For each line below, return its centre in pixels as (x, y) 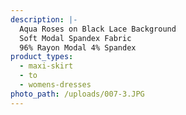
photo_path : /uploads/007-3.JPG (77, 94)
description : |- (44, 19)
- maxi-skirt (46, 66)
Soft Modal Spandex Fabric (75, 38)
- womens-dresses (55, 85)
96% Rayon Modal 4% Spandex (78, 47)
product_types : (42, 57)
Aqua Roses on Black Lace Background (98, 29)
